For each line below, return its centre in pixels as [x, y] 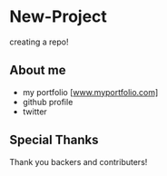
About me [38, 70]
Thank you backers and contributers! [79, 161]
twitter [34, 112]
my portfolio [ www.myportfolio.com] [90, 92]
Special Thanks [54, 140]
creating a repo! [39, 42]
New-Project [58, 17]
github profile [48, 102]
